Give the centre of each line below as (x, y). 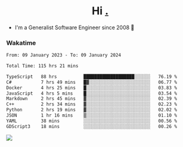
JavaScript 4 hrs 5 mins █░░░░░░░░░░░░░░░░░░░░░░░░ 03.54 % (92, 93)
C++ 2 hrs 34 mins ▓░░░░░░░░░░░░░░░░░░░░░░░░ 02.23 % (92, 104)
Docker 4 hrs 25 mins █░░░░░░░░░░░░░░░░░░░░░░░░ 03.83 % (92, 87)
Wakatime (21, 43)
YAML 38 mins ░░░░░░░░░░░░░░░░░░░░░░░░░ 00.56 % (92, 121)
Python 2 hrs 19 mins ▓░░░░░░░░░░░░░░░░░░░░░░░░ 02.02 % (92, 110)
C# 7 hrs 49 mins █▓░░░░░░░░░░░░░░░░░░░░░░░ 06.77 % (92, 82)
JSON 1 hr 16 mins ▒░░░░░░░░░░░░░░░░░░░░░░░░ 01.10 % (92, 115)
